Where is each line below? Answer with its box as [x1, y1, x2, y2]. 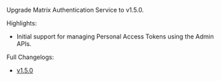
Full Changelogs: [6, 53, 54, 61]
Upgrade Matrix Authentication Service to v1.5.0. [6, 6, 144, 14]
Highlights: [6, 19, 37, 27]
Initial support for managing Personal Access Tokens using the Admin [16, 32, 214, 40]
